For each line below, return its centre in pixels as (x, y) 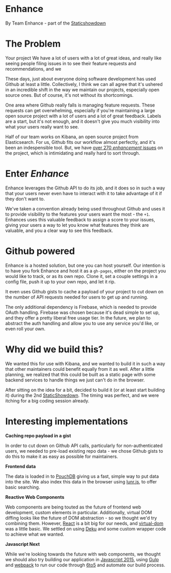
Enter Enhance (37, 174)
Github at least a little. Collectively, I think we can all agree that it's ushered (84, 84)
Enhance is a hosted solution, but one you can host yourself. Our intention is (85, 265)
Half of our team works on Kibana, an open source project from (72, 137)
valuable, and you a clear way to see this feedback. (59, 230)
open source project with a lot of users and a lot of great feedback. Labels (83, 116)
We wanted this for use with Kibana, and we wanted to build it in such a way (85, 364)
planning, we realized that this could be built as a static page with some (80, 374)
